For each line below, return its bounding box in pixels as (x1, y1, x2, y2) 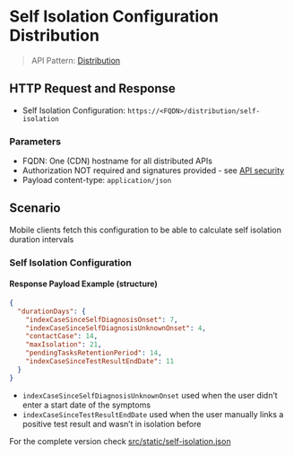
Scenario (9, 200, 61, 216)
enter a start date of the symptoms (22, 399, 151, 410)
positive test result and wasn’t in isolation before (22, 418, 202, 429)
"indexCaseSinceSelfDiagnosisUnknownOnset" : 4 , (25, 323, 206, 333)
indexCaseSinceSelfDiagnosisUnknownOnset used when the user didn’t (22, 389, 278, 400)
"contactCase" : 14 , (25, 332, 99, 341)
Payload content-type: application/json (22, 175, 172, 186)
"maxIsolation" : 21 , (25, 340, 102, 349)
